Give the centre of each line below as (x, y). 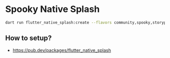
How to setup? (29, 38)
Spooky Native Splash (53, 9)
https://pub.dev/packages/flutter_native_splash (62, 50)
